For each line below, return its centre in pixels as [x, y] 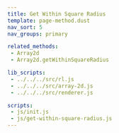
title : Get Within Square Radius [57, 14]
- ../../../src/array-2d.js [52, 86]
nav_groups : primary [38, 34]
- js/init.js [30, 112]
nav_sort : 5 [25, 27]
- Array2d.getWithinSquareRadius [60, 60]
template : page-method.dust [49, 21]
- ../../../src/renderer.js [52, 92]
